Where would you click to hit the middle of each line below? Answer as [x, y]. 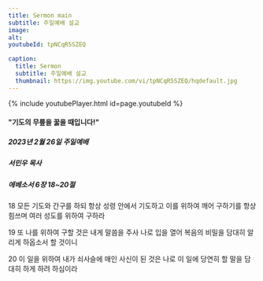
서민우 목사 [25, 163]
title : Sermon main [40, 15]
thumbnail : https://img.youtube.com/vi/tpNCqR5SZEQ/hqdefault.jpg [126, 81]
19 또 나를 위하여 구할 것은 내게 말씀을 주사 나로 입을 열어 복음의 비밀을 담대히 [127, 232]
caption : [22, 59]
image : [19, 30]
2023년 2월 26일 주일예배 [48, 142]
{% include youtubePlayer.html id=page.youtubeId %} [96, 103]
